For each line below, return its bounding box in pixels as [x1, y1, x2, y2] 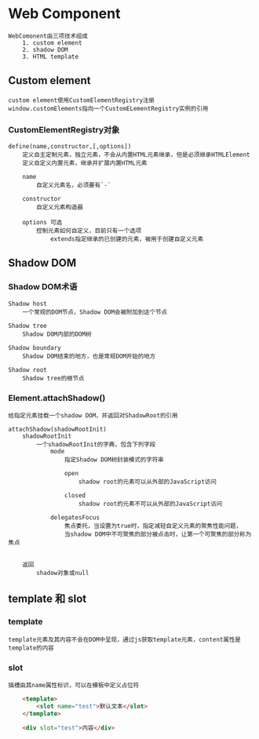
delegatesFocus [49, 514, 100, 522]
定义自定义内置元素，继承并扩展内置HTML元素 [22, 159, 148, 167]
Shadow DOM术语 [8, 282, 78, 293]
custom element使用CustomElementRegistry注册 [8, 96, 155, 104]
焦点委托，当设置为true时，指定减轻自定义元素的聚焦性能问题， [64, 522, 243, 530]
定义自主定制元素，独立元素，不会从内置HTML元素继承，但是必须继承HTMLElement [22, 151, 250, 159]
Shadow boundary [8, 344, 61, 351]
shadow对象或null [36, 570, 89, 577]
